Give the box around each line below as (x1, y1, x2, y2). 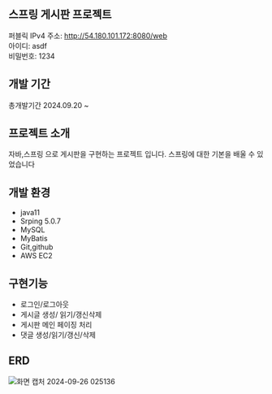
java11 (19, 208, 41, 218)
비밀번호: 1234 (8, 51, 55, 61)
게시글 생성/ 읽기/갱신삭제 (19, 310, 102, 319)
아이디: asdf (8, 41, 47, 50)
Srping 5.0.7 (19, 216, 61, 226)
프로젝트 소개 (8, 127, 71, 141)
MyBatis (19, 234, 48, 244)
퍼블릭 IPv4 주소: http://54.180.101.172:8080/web (8, 31, 168, 41)
